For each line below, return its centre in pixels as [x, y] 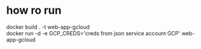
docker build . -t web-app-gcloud [48, 27]
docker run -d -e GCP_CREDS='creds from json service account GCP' [93, 33]
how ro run [34, 10]
